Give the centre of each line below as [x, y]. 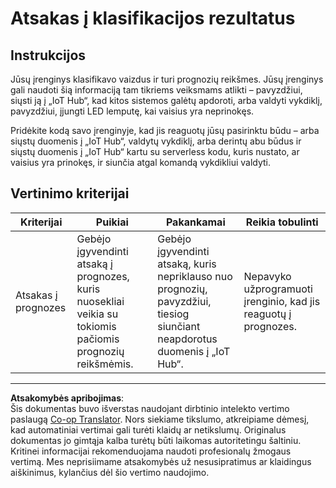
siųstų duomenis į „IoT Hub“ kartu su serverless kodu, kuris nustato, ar [155, 151]
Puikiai [112, 222]
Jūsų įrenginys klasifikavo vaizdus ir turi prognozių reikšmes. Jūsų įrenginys [167, 79]
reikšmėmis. [105, 364]
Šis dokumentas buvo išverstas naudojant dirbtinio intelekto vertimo [150, 408]
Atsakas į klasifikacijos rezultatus [153, 18]
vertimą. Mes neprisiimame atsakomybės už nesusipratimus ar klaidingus [161, 461]
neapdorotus [187, 339]
